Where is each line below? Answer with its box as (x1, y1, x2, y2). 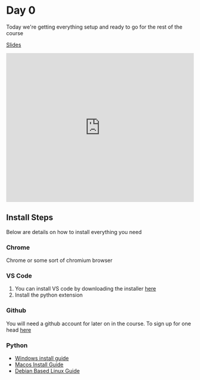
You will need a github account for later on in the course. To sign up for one (6, 320, 192, 327)
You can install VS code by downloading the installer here (14, 285, 157, 292)
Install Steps (6, 213, 54, 223)
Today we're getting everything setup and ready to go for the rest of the (6, 23, 183, 30)
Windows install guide (14, 354, 70, 362)
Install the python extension (14, 291, 83, 298)
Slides (6, 41, 21, 48)
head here (6, 326, 32, 334)
